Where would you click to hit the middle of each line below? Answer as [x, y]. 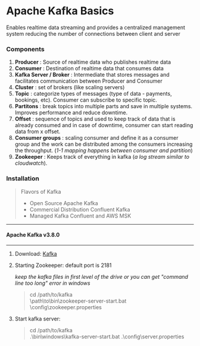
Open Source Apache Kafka [64, 203]
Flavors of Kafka [41, 191]
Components [25, 49]
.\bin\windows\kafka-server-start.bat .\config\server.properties [107, 336]
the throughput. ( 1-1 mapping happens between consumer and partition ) [104, 150]
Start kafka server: [37, 319]
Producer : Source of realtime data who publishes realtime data [93, 62]
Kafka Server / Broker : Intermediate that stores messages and [92, 75]
